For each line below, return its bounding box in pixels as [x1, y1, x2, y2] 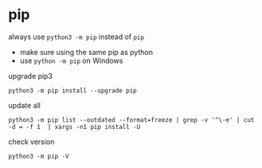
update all [8, 100, 41, 110]
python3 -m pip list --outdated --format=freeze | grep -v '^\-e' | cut [8, 115, 255, 124]
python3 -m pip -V [8, 152, 69, 160]
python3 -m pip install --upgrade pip [8, 86, 137, 95]
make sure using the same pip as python [19, 47, 154, 57]
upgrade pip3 [8, 71, 53, 80]
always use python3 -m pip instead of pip [8, 32, 145, 41]
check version [8, 137, 55, 147]
